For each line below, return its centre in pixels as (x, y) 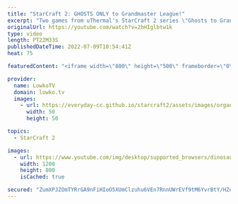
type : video (25, 34)
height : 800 (38, 171)
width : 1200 (38, 164)
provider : (22, 79)
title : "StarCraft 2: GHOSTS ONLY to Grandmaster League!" (96, 14)
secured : (20, 190)
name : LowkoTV (34, 86)
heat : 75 (20, 54)
